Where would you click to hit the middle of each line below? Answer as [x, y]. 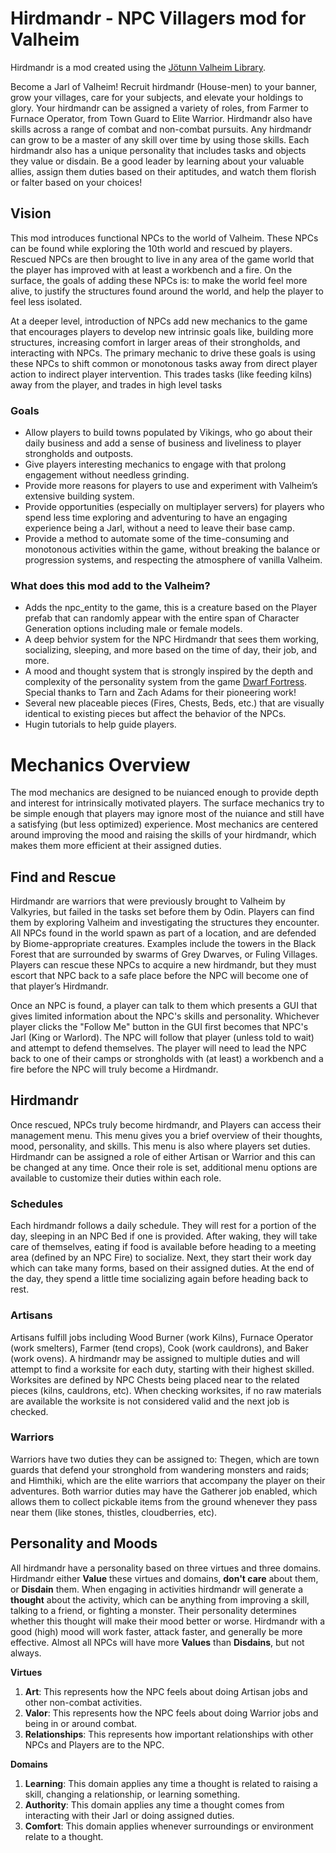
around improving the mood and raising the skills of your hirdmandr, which [163, 835]
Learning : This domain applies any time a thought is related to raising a [171, 1783]
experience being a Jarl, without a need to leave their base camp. [159, 528]
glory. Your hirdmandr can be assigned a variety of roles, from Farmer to [159, 108]
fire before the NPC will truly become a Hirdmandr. [114, 1069]
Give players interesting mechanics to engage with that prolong [155, 464]
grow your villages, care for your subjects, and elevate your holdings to [157, 97]
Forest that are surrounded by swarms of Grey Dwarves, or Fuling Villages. [164, 954]
